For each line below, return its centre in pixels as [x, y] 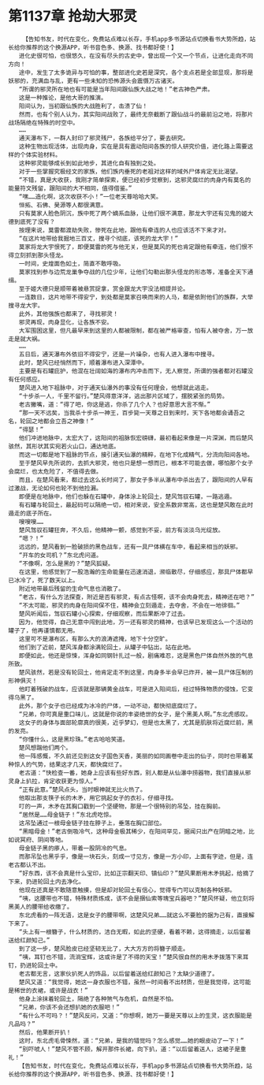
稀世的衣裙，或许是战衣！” [51, 990]
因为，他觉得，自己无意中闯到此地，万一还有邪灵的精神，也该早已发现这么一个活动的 [136, 622]
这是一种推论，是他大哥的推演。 [63, 98]
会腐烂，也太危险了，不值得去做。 [55, 471]
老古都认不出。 [29, 865]
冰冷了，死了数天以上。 [46, 580]
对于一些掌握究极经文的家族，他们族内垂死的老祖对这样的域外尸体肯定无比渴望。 [130, 171]
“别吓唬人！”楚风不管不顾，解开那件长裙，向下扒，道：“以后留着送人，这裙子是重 [132, 1049]
